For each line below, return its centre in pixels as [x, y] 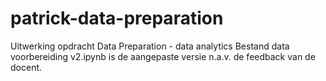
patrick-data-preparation [117, 18]
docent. [26, 67]
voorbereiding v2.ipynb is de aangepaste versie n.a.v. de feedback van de [163, 56]
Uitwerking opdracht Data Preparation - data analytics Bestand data [150, 46]
